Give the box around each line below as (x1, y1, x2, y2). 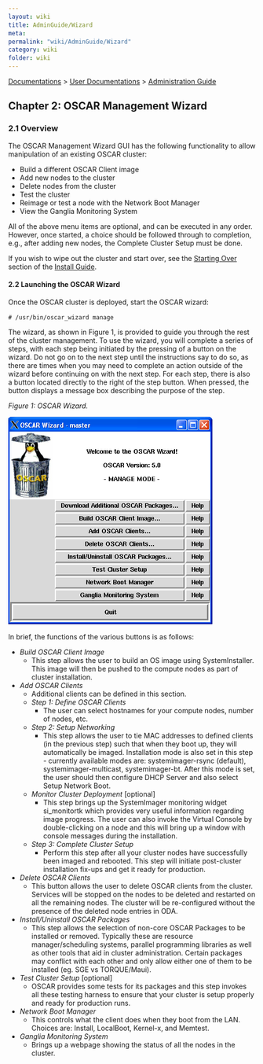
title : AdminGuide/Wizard (8, 20, 93, 29)
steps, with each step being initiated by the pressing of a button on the (8, 344, 237, 353)
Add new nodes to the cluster (19, 173, 115, 182)
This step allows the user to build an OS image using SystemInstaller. (31, 655, 254, 665)
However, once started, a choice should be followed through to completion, (8, 230, 252, 239)
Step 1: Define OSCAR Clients (31, 697, 126, 707)
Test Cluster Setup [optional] (19, 973, 113, 982)
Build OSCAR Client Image (19, 647, 104, 657)
